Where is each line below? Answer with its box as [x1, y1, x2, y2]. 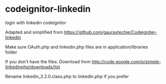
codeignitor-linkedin [5, 3, 91, 15]
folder [5, 49, 17, 55]
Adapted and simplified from [5, 29, 63, 35]
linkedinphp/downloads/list [5, 64, 60, 70]
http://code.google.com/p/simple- [91, 58, 161, 64]
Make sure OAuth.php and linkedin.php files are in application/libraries [5, 44, 148, 50]
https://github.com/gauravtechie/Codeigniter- [64, 29, 157, 35]
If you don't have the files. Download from [5, 58, 91, 64]
